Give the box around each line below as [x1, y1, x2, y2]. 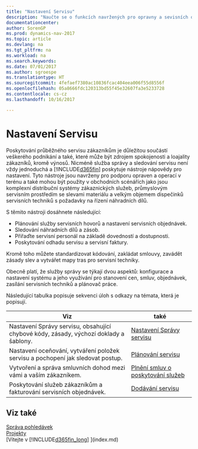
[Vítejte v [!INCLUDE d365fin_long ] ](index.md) [6, 436, 119, 443]
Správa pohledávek [6, 424, 53, 431]
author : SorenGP [6, 25, 46, 31]
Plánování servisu [131, 350, 180, 358]
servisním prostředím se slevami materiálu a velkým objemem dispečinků [6, 190, 184, 198]
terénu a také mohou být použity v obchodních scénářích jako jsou [6, 178, 168, 185]
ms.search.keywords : [6, 58, 57, 64]
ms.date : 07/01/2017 [6, 63, 57, 70]
